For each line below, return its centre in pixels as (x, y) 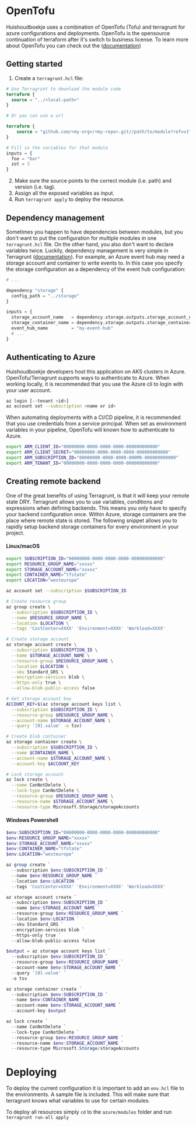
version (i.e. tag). (35, 187)
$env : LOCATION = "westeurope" (40, 854)
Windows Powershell (32, 820)
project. (15, 533)
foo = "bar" (26, 159)
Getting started (34, 64)
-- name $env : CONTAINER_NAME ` (48, 1000)
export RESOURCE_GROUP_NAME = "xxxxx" (50, 564)
